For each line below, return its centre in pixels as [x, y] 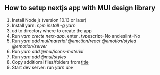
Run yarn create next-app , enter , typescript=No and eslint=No [76, 36]
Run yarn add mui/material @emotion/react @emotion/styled [74, 41]
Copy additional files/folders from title [50, 62]
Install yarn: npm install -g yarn [43, 25]
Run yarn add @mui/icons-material [48, 51]
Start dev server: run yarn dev [42, 67]
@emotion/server [29, 46]
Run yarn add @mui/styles [39, 57]
